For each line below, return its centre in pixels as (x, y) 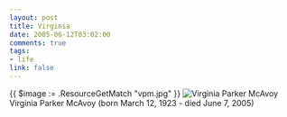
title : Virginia (40, 26)
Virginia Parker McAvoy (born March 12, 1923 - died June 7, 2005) (132, 103)
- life (22, 59)
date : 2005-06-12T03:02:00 (60, 34)
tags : (19, 51)
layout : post (34, 18)
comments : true (38, 43)
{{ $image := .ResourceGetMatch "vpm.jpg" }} (95, 93)
